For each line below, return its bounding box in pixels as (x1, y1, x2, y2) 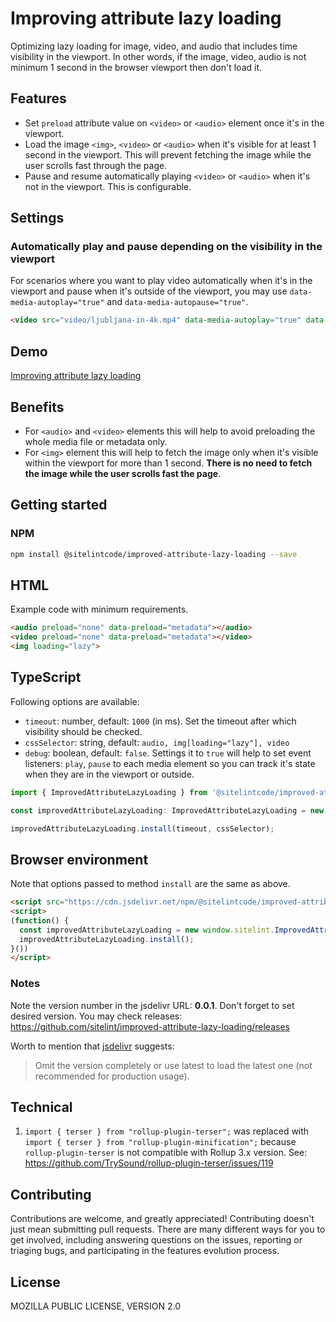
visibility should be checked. (24, 725, 143, 737)
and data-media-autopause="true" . (106, 296, 249, 308)
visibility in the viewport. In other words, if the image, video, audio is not (10, 50, 307, 62)
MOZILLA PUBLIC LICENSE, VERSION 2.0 (10, 1300, 182, 1312)
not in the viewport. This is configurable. (24, 180, 192, 192)
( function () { (10, 915, 70, 926)
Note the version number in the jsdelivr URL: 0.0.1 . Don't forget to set (10, 999, 295, 1011)
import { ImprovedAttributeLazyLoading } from (10, 787, 208, 797)
